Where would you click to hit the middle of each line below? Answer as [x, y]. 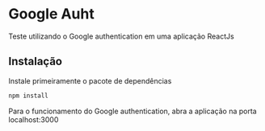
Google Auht [51, 14]
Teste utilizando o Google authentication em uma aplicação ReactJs [121, 36]
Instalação [36, 61]
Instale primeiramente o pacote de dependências [90, 80]
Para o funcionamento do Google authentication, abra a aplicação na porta [132, 111]
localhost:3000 [34, 119]
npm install [28, 96]
